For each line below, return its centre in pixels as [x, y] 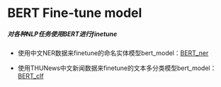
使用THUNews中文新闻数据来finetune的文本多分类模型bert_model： [117, 68]
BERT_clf [30, 76]
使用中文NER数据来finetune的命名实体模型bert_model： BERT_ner [113, 53]
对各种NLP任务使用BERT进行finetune [62, 34]
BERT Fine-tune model [75, 13]
